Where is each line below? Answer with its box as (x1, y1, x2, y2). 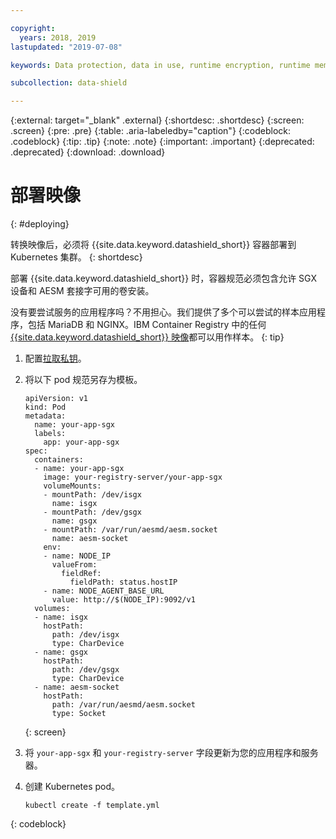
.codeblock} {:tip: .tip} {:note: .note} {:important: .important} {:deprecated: (10, 136, 315, 148)
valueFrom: (51, 560, 98, 570)
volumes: (34, 604, 71, 614)
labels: (34, 429, 67, 439)
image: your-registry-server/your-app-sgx (43, 472, 223, 483)
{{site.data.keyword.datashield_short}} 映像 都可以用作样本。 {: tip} (10, 331, 285, 343)
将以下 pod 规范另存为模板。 (24, 374, 143, 386)
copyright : (10, 23, 56, 33)
